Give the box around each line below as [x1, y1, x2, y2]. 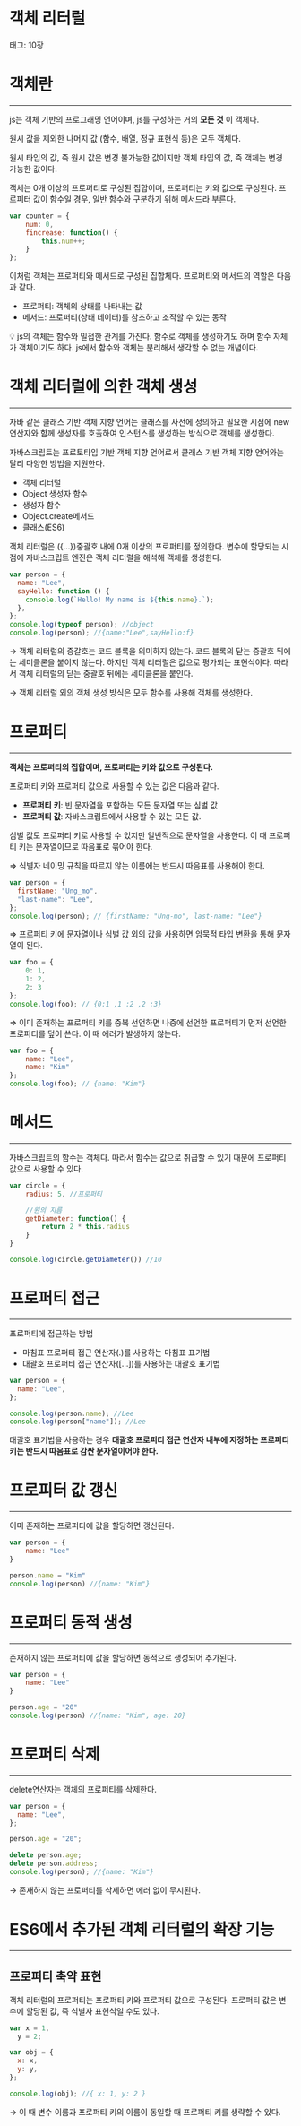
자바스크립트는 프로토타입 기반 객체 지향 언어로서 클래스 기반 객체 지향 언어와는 [9, 447, 285, 458]
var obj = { [9, 2048, 54, 2057]
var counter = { [9, 212, 70, 220]
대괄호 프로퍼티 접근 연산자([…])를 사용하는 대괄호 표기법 [21, 1358, 221, 1369]
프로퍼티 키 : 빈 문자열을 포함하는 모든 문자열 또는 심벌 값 [21, 799, 218, 810]
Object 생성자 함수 [21, 488, 88, 499]
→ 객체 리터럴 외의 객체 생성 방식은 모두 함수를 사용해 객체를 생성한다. [9, 687, 254, 698]
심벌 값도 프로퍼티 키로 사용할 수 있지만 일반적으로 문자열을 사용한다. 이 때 [9, 830, 267, 841]
